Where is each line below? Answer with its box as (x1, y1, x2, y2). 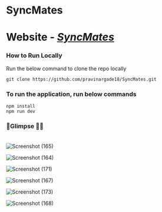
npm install (6, 103, 35, 109)
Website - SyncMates (6, 31, 115, 44)
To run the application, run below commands (6, 90, 137, 98)
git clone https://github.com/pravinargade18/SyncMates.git (6, 76, 157, 82)
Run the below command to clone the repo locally (6, 65, 127, 72)
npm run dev (6, 108, 35, 114)
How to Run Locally (6, 51, 62, 59)
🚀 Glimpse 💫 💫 (6, 122, 44, 130)
